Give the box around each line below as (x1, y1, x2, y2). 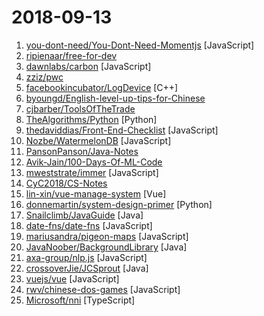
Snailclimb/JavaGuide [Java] (25, 209, 144, 221)
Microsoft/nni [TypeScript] (25, 294, 136, 306)
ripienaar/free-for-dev (25, 49, 118, 61)
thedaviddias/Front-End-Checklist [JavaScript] (25, 124, 219, 136)
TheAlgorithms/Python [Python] (25, 113, 158, 125)
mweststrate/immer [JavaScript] (25, 166, 159, 178)
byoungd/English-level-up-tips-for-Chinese (25, 92, 206, 104)
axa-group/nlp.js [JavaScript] (25, 251, 148, 263)
